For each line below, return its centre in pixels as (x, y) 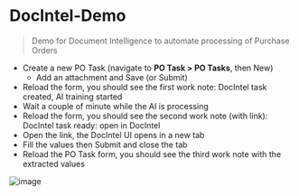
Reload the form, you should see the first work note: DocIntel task (145, 87)
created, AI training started (72, 97)
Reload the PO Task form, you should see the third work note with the (152, 154)
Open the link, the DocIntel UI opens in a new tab (113, 135)
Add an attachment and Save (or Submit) (112, 77)
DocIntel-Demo (68, 16)
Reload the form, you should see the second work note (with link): (145, 116)
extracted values (54, 163)
